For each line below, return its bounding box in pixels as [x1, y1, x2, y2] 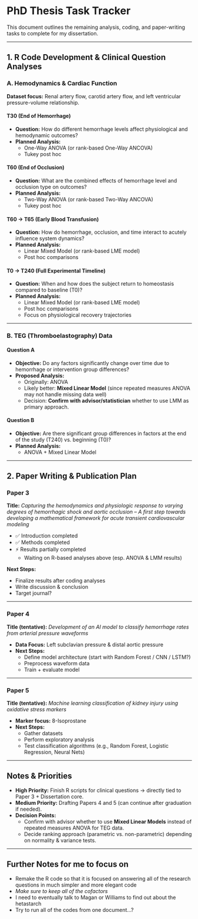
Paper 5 [6, 686, 29, 694]
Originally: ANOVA [24, 378, 68, 385]
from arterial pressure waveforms [6, 629, 89, 636]
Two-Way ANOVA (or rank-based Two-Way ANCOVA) [24, 196, 153, 203]
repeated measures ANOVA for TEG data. [24, 824, 125, 831]
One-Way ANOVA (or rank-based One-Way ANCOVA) [24, 144, 153, 151]
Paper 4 [6, 610, 30, 618]
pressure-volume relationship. [6, 99, 80, 106]
